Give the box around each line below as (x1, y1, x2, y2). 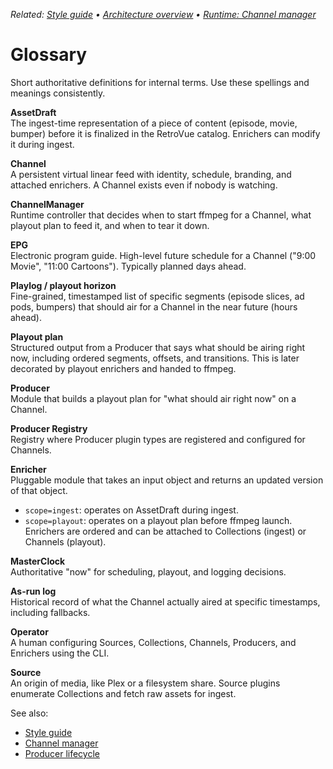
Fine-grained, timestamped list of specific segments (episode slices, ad (10, 290, 305, 302)
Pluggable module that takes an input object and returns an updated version (10, 474, 324, 486)
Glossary (10, 44, 88, 66)
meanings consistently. (10, 87, 106, 99)
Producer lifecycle (24, 747, 100, 759)
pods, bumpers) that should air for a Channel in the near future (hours (10, 300, 298, 313)
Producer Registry (10, 422, 88, 434)
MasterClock (10, 555, 66, 567)
